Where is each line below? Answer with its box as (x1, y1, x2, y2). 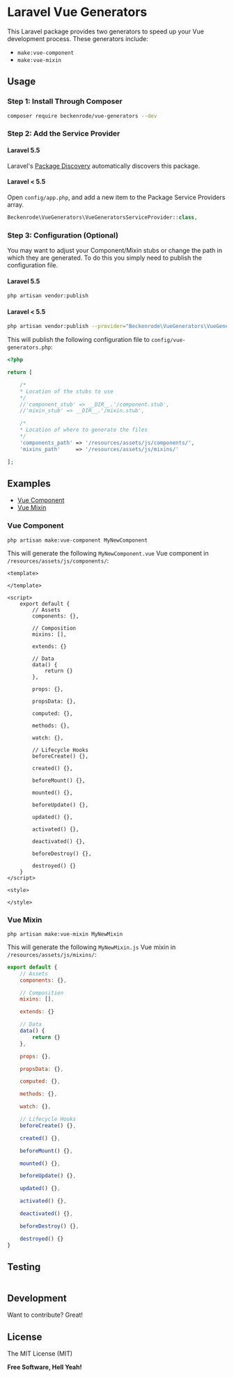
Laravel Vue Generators (7, 4, 148, 20)
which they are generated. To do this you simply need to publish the (7, 253, 202, 262)
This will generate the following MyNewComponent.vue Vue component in (7, 549, 209, 557)
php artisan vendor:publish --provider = (7, 323, 127, 330)
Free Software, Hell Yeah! (7, 1363, 82, 1371)
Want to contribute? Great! (7, 1310, 84, 1320)
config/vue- (150, 337, 186, 344)
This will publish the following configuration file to (7, 336, 150, 344)
